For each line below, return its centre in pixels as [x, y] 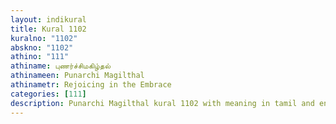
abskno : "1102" [42, 47]
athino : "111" [40, 57]
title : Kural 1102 [48, 29]
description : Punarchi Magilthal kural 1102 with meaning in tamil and [162, 103]
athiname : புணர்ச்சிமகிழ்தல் [60, 66]
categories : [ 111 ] [48, 94]
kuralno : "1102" [44, 38]
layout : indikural [48, 19]
